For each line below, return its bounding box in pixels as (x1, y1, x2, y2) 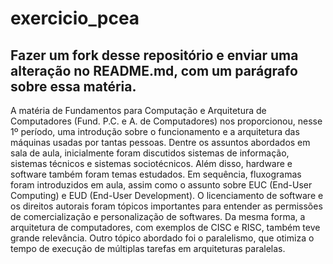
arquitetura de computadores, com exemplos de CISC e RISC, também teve (10, 222, 321, 233)
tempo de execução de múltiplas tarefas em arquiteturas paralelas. (10, 243, 286, 254)
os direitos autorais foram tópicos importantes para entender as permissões (10, 200, 323, 212)
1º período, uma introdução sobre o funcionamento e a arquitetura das (10, 126, 300, 137)
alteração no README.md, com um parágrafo (10, 62, 298, 79)
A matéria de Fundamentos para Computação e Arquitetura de (10, 105, 267, 116)
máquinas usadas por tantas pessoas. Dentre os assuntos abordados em (10, 137, 311, 148)
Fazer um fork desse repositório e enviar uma (10, 47, 299, 64)
